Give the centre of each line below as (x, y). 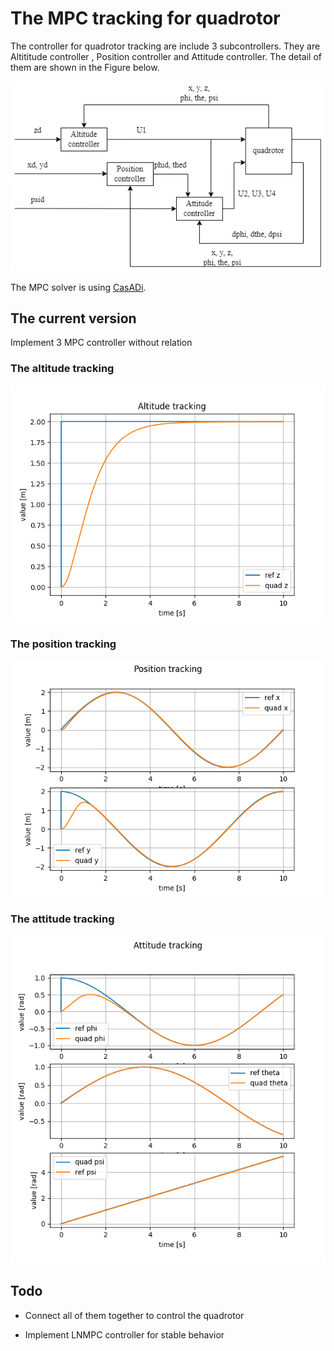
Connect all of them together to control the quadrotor (134, 1315)
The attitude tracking (62, 919)
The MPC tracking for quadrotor (145, 18)
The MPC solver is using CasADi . (78, 287)
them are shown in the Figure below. (85, 67)
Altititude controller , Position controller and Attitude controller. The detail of (166, 56)
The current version (73, 318)
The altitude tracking (62, 369)
